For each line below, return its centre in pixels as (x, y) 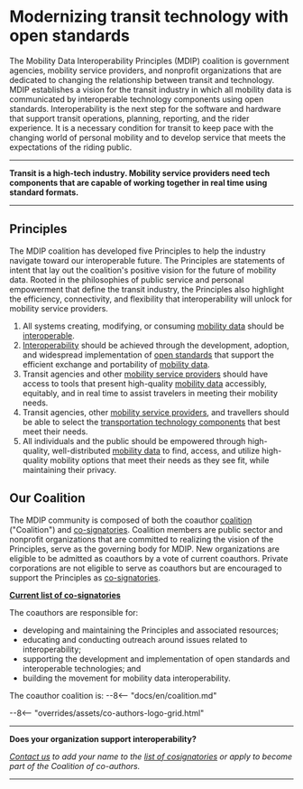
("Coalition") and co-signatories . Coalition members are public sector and (146, 529)
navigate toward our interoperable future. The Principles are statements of (147, 260)
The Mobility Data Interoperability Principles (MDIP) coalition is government (150, 60)
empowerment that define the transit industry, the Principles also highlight (147, 289)
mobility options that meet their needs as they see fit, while (159, 460)
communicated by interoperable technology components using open (137, 99)
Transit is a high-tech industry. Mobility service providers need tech (140, 172)
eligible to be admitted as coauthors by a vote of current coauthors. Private (149, 558)
